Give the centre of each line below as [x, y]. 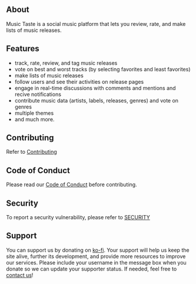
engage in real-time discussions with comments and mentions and [95, 88]
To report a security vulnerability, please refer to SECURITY [78, 217]
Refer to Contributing [31, 152]
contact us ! [20, 275]
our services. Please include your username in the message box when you [96, 262]
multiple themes [34, 113]
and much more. [34, 119]
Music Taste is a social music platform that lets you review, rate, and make [96, 24]
